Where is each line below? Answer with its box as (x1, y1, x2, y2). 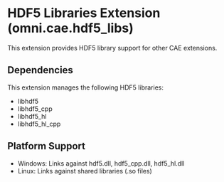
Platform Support (7, 140, 85, 152)
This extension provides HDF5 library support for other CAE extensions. (7, 43, 218, 52)
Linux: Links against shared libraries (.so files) (17, 166, 153, 175)
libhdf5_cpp (17, 105, 53, 113)
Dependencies (7, 64, 73, 76)
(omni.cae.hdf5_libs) (7, 20, 134, 36)
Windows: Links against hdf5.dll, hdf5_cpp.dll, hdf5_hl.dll (17, 159, 185, 168)
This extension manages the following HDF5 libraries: (7, 83, 164, 92)
